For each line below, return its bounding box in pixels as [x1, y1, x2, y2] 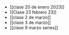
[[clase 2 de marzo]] [9, 15, 51, 20]
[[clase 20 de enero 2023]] [9, 4, 65, 10]
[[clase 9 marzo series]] [9, 25, 58, 31]
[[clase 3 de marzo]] [9, 19, 51, 25]
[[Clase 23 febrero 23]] [9, 9, 57, 15]
